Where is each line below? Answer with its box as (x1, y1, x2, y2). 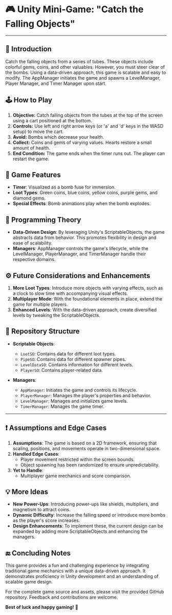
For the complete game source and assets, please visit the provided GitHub (5, 589, 164, 595)
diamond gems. (12, 195, 46, 201)
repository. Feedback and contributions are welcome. (5, 594, 118, 601)
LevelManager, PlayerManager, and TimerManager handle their (12, 251, 146, 257)
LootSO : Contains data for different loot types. (20, 350, 116, 357)
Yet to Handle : (12, 467, 44, 473)
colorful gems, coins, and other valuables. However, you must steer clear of (5, 64, 165, 70)
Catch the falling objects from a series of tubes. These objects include (5, 58, 154, 64)
